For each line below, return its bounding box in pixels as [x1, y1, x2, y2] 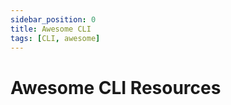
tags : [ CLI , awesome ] [10, 33, 101, 43]
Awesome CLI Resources [10, 76, 222, 99]
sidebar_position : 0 [10, 14, 97, 25]
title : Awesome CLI [10, 24, 92, 34]
